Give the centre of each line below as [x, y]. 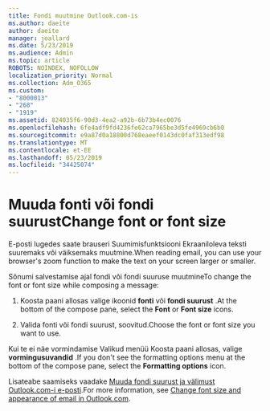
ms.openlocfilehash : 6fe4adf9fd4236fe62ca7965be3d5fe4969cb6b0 [117, 128]
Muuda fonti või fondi [81, 205]
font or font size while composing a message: [84, 285]
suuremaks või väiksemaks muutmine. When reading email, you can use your [135, 253]
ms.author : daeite [39, 23]
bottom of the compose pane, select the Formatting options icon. [117, 366]
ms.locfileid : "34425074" [51, 165]
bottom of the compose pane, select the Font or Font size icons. [127, 309]
